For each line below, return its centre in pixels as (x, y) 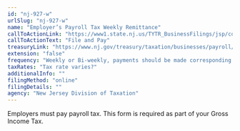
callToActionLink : (35, 34)
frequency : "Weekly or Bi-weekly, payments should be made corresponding (120, 61)
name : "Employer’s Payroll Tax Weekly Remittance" (84, 27)
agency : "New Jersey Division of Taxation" (73, 93)
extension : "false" (36, 54)
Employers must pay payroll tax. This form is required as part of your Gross (118, 114)
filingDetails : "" (35, 87)
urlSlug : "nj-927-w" (38, 21)
